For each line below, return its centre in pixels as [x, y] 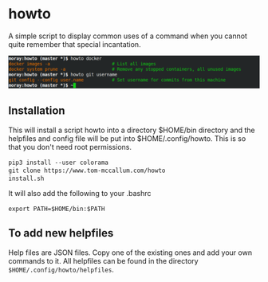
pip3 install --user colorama [59, 163]
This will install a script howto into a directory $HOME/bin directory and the [132, 130]
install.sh [26, 178]
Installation [37, 111]
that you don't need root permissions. [70, 147]
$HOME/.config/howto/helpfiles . [61, 269]
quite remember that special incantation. [75, 44]
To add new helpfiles [61, 233]
